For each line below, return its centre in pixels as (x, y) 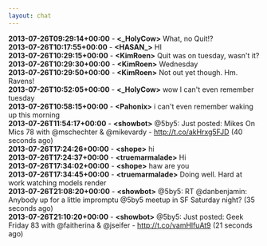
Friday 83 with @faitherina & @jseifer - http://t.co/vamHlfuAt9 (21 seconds (130, 225)
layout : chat (30, 16)
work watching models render (57, 183)
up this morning (34, 115)
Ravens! (22, 81)
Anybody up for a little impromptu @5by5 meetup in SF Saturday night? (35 (132, 200)
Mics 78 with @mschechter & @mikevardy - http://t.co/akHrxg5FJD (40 (126, 132)
